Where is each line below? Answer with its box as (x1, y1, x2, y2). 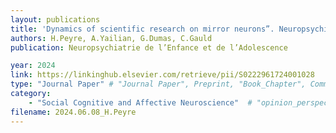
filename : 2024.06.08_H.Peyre (10, 107, 137, 117)
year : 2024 (10, 61, 56, 71)
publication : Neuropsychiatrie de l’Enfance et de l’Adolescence (10, 42, 288, 53)
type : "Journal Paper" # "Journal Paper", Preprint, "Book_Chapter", (10, 79, 307, 90)
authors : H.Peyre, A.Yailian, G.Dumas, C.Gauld (10, 33, 213, 43)
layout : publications (10, 14, 101, 25)
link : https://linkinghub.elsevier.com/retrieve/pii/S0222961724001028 (10, 70, 315, 80)
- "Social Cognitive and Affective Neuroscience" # (28, 97, 253, 108)
